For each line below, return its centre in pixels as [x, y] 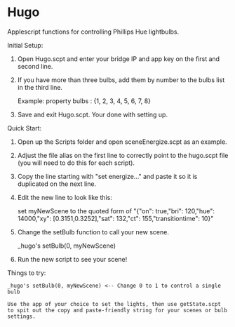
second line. [35, 66]
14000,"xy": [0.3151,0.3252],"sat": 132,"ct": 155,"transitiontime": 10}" [115, 218]
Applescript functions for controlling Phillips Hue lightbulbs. [93, 32]
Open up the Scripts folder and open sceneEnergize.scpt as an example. [122, 142]
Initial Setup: [25, 45]
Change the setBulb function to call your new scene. [93, 232]
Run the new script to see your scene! [72, 259]
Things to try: [27, 273]
